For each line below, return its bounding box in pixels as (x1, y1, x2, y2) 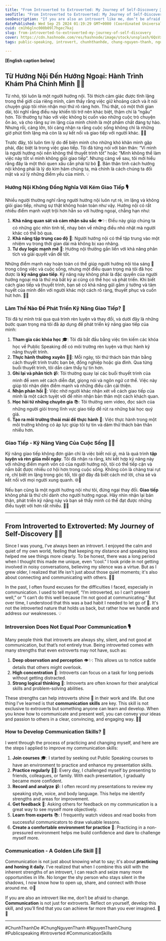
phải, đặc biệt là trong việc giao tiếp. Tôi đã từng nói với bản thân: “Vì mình (5, 144, 157, 150)
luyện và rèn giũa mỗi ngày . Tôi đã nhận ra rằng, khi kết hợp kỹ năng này (5, 456, 154, 462)
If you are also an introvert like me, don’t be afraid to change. (5, 895, 129, 901)
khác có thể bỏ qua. (12, 230, 53, 236)
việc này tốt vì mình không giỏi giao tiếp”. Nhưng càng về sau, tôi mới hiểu (5, 155, 156, 161)
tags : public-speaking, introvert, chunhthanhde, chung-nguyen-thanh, (5, 40, 154, 45)
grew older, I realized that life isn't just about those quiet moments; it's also (5, 569, 158, 575)
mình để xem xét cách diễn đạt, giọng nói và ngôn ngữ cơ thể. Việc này (12, 378, 157, 384)
